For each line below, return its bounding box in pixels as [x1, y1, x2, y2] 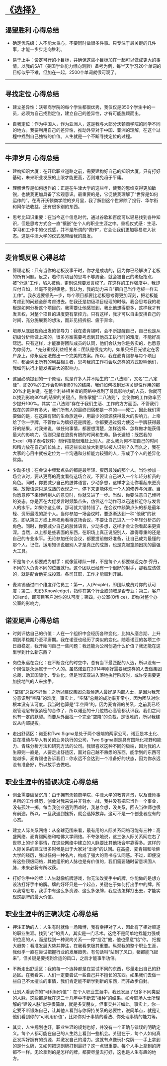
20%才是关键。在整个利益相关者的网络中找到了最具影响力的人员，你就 [12, 388, 158, 394]
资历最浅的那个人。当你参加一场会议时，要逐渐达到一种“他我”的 [21, 511, 152, 517]
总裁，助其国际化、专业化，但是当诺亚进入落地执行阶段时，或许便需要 [12, 672, 157, 678]
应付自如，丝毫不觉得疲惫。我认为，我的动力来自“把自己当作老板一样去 [12, 286, 158, 292]
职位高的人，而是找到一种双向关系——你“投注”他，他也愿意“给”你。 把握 [12, 936, 161, 942]
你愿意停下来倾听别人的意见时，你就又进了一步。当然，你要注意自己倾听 [12, 492, 161, 498]
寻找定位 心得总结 [5, 90, 59, 99]
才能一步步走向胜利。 [21, 46, 65, 52]
